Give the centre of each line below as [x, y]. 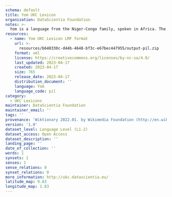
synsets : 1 [17, 158]
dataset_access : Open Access [36, 134]
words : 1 [15, 153]
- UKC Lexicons [26, 101]
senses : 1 [16, 163]
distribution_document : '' [43, 82]
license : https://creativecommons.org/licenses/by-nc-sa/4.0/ [82, 58]
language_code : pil [35, 91]
